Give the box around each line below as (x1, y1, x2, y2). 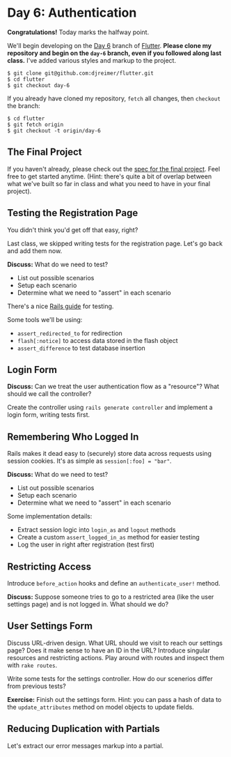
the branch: (7, 101, 40, 109)
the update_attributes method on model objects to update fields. (7, 703, 195, 711)
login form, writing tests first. (7, 411, 90, 419)
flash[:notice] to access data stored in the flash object (17, 336, 178, 344)
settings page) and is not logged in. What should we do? (7, 600, 169, 608)
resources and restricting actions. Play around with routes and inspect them (7, 653, 225, 662)
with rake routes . (7, 661, 58, 669)
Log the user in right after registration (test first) (17, 540, 155, 549)
